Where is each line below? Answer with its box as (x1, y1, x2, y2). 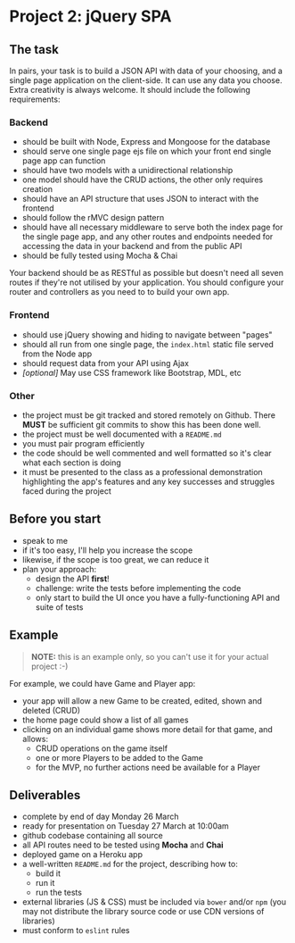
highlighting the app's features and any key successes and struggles (21, 476, 275, 487)
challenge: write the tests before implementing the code (35, 582, 242, 593)
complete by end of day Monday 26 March (21, 811, 180, 822)
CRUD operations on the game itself (35, 743, 168, 754)
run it (35, 878, 55, 889)
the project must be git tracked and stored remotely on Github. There (21, 409, 276, 421)
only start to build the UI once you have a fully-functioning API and (35, 592, 281, 603)
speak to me (21, 535, 69, 546)
